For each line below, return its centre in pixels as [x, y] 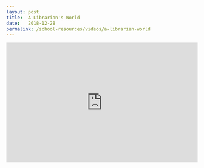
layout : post [23, 12]
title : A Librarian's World [43, 18]
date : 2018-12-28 [31, 23]
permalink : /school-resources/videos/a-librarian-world [78, 29]
